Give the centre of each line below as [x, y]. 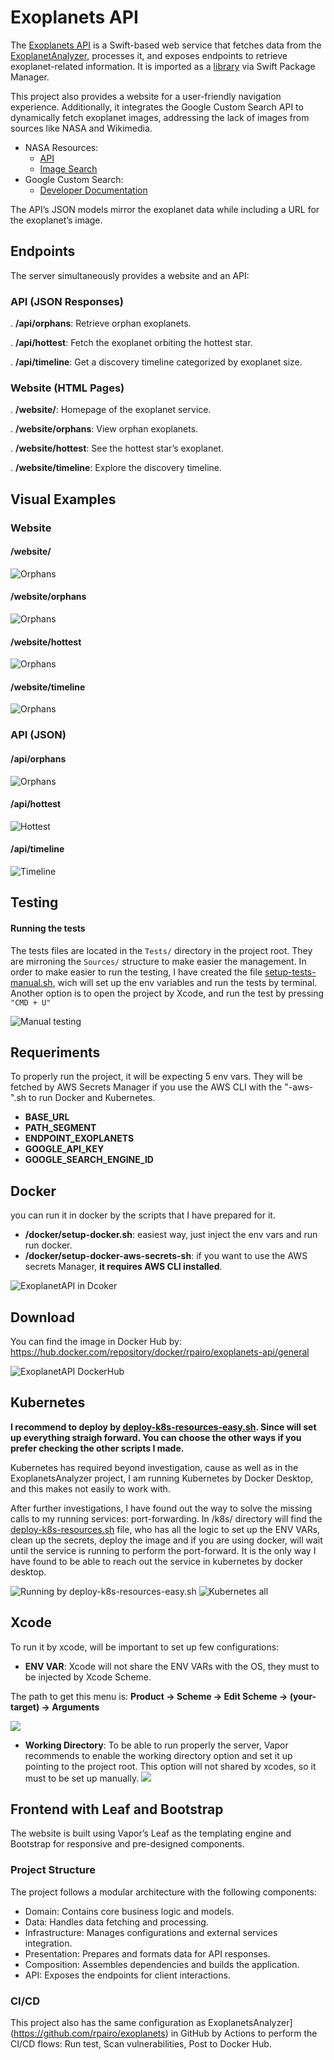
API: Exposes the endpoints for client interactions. [127, 1975]
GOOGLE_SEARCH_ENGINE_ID [89, 1160]
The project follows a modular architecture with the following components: [163, 1892]
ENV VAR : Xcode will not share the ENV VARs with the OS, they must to [172, 1666]
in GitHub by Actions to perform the [244, 2033]
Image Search [68, 168]
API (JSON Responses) [67, 301]
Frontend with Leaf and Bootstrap [117, 1809]
